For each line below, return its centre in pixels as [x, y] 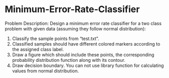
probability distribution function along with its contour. [69, 60]
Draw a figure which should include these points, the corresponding [83, 55]
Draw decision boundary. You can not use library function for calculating [88, 65]
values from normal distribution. [45, 71]
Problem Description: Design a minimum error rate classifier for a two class [83, 23]
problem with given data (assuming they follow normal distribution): [75, 28]
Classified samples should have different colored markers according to [86, 44]
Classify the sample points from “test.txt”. [56, 38]
